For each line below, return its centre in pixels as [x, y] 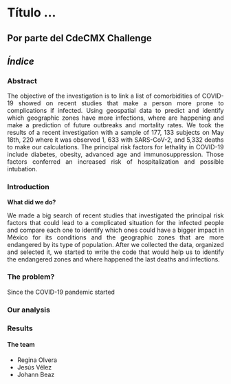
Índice [21, 61]
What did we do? [32, 202]
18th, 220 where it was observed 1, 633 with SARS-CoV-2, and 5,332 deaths [115, 140]
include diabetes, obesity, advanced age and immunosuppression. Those [115, 154]
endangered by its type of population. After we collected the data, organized [115, 244]
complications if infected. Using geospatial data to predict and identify [115, 111]
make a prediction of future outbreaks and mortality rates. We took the [115, 125]
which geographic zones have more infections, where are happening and [115, 118]
